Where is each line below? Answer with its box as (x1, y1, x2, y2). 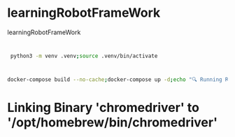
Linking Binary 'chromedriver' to (7, 100, 199, 116)
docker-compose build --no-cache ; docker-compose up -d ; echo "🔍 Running (7, 76, 222, 83)
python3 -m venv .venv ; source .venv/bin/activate (10, 52, 158, 60)
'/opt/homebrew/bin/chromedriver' (7, 115, 218, 131)
